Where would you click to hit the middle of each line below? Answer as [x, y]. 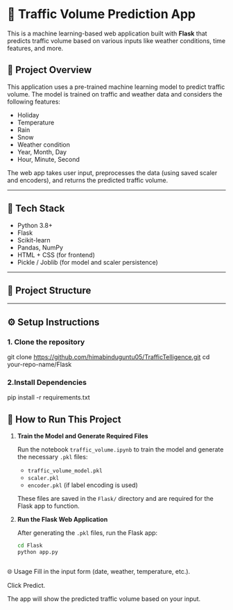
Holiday [28, 115]
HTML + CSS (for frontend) [56, 255]
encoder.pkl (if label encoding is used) [83, 485]
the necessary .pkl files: [52, 457]
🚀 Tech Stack [36, 209]
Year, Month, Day [42, 151]
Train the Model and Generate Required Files [83, 436]
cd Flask [30, 546]
